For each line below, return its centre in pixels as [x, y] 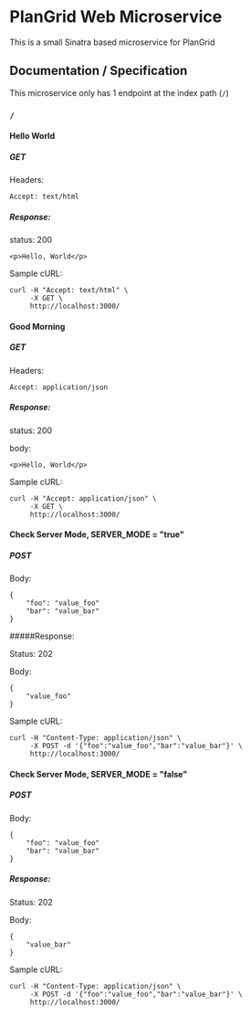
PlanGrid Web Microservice [116, 17]
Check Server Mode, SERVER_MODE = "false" [99, 774]
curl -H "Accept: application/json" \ [83, 498]
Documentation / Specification [99, 71]
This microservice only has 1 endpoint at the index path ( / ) [120, 92]
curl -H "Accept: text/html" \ [69, 291]
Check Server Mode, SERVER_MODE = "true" [97, 534]
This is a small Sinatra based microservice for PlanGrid [112, 42]
